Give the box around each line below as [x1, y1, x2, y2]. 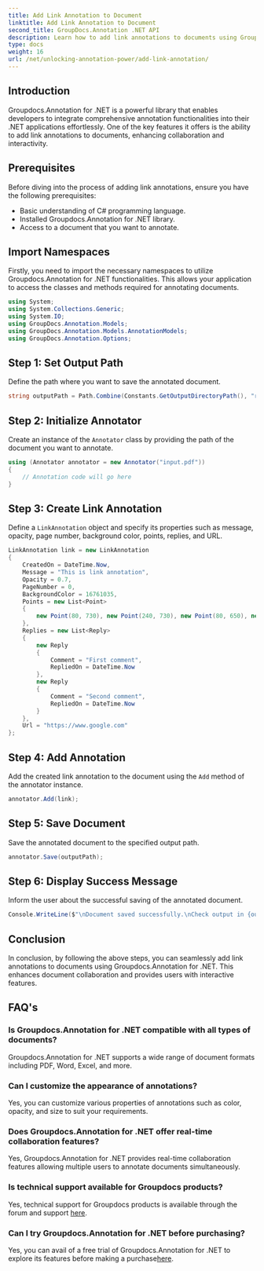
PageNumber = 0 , [22, 583, 76, 591]
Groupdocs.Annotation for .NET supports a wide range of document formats [8, 1052, 255, 1061]
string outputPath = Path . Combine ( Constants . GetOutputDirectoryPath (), [8, 392, 247, 401]
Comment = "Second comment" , [49, 692, 146, 700]
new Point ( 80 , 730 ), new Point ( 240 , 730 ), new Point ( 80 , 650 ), [36, 612, 248, 621]
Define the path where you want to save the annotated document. [8, 377, 222, 386]
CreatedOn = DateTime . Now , [22, 561, 111, 570]
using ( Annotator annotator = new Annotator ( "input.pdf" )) [8, 459, 206, 467]
